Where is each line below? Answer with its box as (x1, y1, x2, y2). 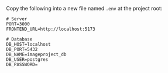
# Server (6, 16, 28, 22)
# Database (6, 36, 33, 42)
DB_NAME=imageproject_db (6, 52, 67, 57)
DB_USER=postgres (6, 57, 49, 63)
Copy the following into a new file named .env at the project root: (6, 5, 163, 12)
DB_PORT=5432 (6, 46, 38, 52)
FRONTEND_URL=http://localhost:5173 (6, 26, 95, 32)
